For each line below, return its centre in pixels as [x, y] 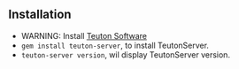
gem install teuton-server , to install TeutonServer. [115, 45]
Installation [40, 15]
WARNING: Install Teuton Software [84, 35]
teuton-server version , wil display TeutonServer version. [126, 54]
